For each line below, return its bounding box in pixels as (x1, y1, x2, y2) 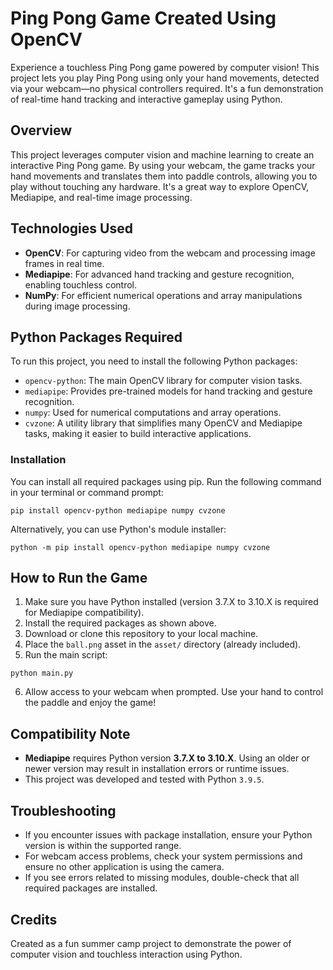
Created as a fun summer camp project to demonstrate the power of (10, 937, 292, 949)
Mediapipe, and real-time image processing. (10, 191, 193, 203)
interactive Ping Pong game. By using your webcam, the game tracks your (10, 159, 316, 171)
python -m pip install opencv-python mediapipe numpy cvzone (10, 542, 271, 552)
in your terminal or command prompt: (10, 486, 164, 498)
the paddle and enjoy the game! (24, 697, 157, 709)
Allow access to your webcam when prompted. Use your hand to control (24, 686, 324, 698)
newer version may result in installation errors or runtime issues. (24, 763, 290, 775)
